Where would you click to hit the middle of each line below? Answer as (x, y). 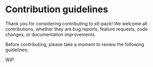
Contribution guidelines (57, 9)
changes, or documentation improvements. (51, 34)
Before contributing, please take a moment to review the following (75, 44)
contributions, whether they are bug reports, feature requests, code (76, 29)
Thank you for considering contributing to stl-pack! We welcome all (76, 24)
